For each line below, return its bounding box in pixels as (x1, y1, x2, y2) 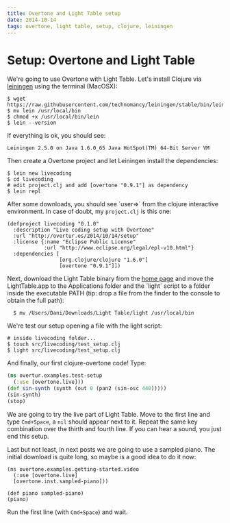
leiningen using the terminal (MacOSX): (7, 82, 118, 90)
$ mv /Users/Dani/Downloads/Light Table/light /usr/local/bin (13, 310, 194, 317)
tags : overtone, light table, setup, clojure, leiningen (7, 23, 173, 29)
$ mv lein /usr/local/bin (7, 108, 81, 114)
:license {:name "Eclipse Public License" (13, 239, 136, 245)
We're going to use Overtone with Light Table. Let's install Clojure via (7, 75, 202, 83)
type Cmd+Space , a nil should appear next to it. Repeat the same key (7, 417, 198, 426)
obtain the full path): (7, 296, 64, 305)
